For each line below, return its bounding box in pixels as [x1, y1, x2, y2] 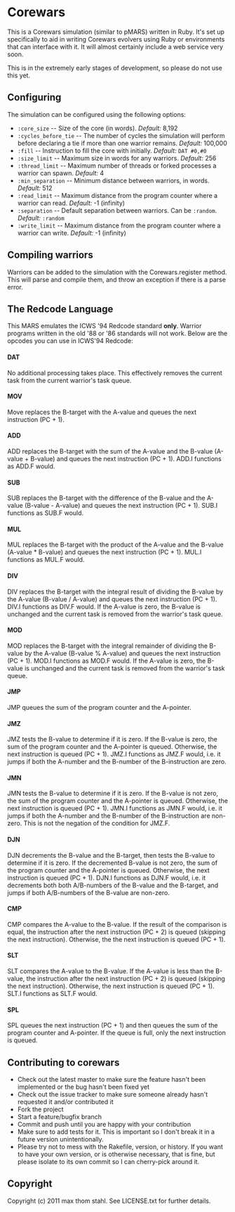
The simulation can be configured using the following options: [7, 110, 186, 118]
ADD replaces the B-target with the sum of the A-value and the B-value [7, 446, 213, 455]
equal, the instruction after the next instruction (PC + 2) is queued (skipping [7, 927, 226, 936]
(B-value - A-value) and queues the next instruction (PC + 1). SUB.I [24, 501, 218, 510]
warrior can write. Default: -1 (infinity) [17, 228, 126, 237]
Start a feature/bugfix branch [17, 1113, 102, 1121]
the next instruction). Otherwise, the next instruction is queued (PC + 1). [7, 982, 215, 990]
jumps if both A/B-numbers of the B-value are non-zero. [7, 888, 170, 896]
